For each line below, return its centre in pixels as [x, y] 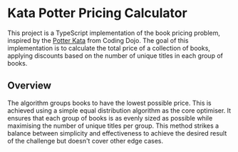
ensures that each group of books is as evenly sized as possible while [110, 118]
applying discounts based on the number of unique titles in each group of [115, 56]
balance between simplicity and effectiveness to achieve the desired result [117, 133]
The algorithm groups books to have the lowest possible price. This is [109, 103]
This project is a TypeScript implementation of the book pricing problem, [114, 33]
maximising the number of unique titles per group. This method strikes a [113, 126]
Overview [30, 86]
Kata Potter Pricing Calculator [97, 13]
